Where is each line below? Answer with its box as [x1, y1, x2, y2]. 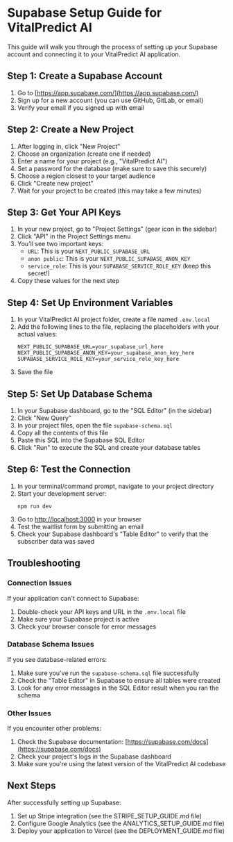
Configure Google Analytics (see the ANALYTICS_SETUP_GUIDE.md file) [17, 819, 225, 827]
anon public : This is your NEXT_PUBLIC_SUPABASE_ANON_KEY [27, 254, 191, 263]
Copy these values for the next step [17, 277, 120, 285]
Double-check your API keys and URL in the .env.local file [17, 607, 186, 616]
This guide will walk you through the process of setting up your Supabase [7, 42, 218, 51]
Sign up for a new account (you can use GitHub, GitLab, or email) [17, 96, 204, 104]
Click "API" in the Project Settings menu [17, 232, 131, 241]
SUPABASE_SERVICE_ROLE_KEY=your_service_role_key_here [17, 356, 180, 363]
